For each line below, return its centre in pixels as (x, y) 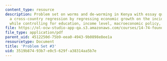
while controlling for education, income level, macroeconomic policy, (85, 23)
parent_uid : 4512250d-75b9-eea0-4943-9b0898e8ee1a (59, 37)
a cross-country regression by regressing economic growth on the (80, 19)
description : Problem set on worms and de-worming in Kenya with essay (81, 14)
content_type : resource (30, 10)
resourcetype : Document (30, 42)
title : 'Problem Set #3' (31, 46)
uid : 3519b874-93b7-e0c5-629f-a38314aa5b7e (51, 51)
